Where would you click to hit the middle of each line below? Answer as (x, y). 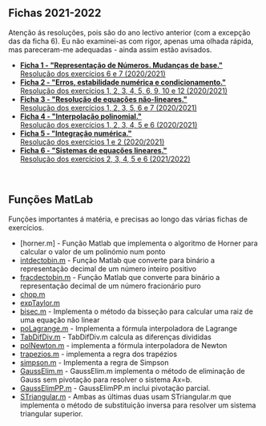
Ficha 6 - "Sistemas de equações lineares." (93, 150)
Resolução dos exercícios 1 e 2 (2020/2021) (92, 142)
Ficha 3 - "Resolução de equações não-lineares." (104, 99)
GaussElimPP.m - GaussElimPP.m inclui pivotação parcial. (115, 387)
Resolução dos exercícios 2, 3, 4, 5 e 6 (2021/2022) (105, 159)
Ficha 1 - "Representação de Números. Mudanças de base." (121, 65)
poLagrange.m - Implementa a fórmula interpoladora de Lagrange (129, 328)
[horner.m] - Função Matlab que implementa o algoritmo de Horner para (139, 243)
